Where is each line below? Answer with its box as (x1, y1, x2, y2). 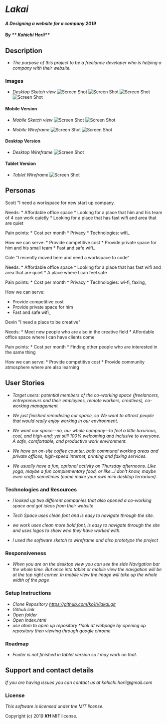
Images (5, 78, 24, 85)
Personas (5, 187, 36, 195)
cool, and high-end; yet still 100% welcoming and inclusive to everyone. (12, 433, 161, 439)
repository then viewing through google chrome (12, 628, 111, 634)
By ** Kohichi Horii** (5, 32, 50, 38)
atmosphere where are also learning (5, 364, 80, 370)
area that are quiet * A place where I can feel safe (5, 269, 107, 275)
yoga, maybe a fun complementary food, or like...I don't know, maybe (12, 468, 156, 474)
